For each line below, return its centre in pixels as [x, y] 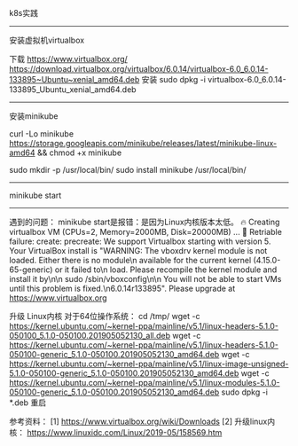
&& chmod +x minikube [79, 153]
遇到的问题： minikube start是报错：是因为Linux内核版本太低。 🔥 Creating [145, 222]
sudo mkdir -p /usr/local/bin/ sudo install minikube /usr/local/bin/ [128, 170]
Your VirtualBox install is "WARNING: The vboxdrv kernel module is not [138, 250]
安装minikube [34, 116]
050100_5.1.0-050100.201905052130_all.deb [90, 336]
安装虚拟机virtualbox [47, 40]
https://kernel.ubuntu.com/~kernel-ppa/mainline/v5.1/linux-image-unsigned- [149, 364]
